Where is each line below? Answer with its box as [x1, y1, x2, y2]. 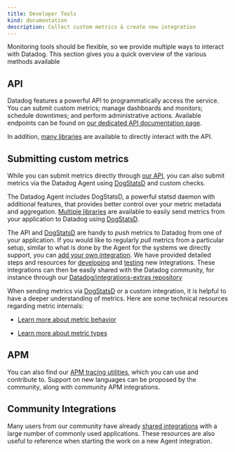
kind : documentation [7, 17, 68, 24]
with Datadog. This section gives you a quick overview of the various [7, 50, 207, 58]
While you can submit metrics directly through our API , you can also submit [7, 171, 225, 180]
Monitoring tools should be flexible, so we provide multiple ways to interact [7, 43, 224, 51]
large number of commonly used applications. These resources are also [7, 429, 215, 437]
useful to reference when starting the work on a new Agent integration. [7, 437, 213, 445]
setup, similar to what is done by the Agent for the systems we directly [7, 244, 211, 251]
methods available [7, 58, 60, 66]
